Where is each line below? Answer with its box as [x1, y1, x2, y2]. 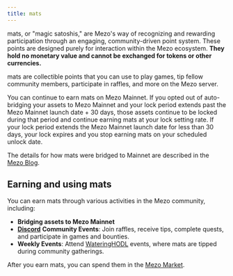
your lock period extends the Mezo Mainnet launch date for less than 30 [7, 122, 214, 131]
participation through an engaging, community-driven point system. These [7, 36, 221, 45]
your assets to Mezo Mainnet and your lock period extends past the [32, 100, 227, 108]
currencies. [7, 58, 42, 67]
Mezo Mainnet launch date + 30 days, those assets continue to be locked [7, 108, 218, 116]
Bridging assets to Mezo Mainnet [17, 218, 115, 226]
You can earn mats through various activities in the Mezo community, [7, 197, 206, 205]
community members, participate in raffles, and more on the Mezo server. [7, 79, 219, 88]
